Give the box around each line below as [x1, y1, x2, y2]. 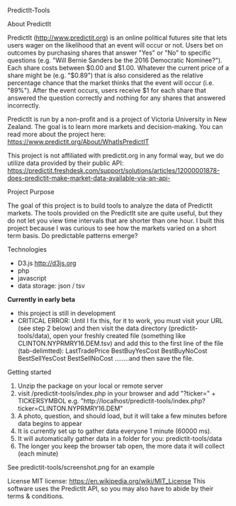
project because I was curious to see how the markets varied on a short [7, 224, 217, 232]
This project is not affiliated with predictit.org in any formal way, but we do [7, 152, 225, 159]
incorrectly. [7, 101, 41, 109]
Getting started [7, 368, 52, 376]
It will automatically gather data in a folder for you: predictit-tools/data [17, 434, 223, 442]
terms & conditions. [7, 492, 64, 500]
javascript [17, 274, 47, 282]
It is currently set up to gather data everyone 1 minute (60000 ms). [17, 427, 212, 435]
